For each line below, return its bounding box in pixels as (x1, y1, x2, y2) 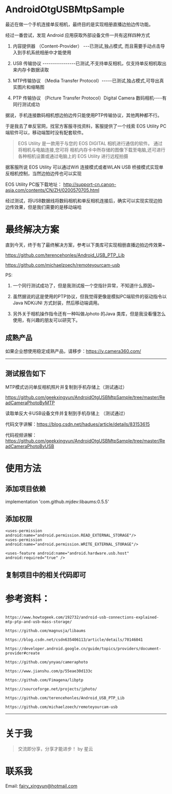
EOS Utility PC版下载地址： (5, 181, 62, 187)
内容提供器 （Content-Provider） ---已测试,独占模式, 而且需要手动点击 (12, 43, 161, 49)
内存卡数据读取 (17, 67, 49, 73)
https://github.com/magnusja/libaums (5, 628, 86, 633)
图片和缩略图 (17, 83, 45, 90)
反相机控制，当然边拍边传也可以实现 (5, 170, 82, 176)
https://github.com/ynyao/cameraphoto (5, 659, 88, 664)
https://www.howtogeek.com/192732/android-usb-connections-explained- (5, 615, 159, 620)
